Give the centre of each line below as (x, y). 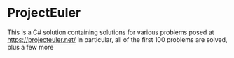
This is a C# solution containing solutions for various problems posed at (111, 32)
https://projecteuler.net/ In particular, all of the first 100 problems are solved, (117, 39)
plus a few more (30, 47)
